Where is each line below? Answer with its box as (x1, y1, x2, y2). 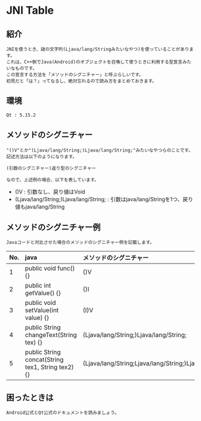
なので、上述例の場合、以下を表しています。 (6, 177, 99, 183)
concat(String (25, 356, 64, 364)
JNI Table (6, 4, 54, 17)
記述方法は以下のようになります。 (6, 153, 78, 159)
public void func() (25, 264, 75, 272)
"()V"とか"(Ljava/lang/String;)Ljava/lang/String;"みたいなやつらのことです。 (6, 147, 193, 153)
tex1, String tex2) (25, 363, 74, 371)
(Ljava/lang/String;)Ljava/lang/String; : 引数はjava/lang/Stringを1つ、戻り (14, 195, 193, 202)
